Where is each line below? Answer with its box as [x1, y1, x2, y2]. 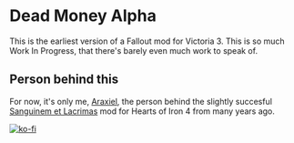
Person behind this [9, 72, 119, 87]
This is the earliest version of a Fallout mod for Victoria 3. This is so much [9, 36, 285, 46]
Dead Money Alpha [9, 5, 157, 26]
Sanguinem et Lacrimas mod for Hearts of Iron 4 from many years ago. [9, 106, 276, 117]
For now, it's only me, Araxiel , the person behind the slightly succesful [9, 96, 273, 107]
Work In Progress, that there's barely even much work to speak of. [9, 45, 258, 56]
